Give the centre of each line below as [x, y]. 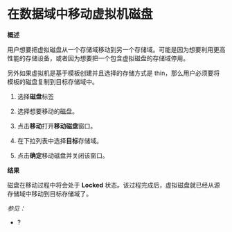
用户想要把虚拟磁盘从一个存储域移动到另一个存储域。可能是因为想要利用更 [113, 49]
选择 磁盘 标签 [35, 96]
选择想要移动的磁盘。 [47, 111]
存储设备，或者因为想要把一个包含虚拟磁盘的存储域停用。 [107, 58]
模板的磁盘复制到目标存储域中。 [53, 81]
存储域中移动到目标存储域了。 [50, 193]
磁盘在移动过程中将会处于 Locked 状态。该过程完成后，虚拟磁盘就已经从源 [114, 185]
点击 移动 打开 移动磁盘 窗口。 [57, 126]
